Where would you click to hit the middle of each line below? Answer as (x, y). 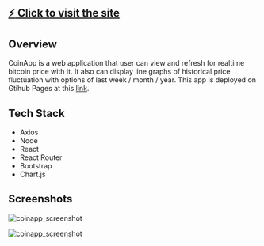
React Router (41, 157)
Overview (33, 44)
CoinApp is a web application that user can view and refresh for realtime (126, 63)
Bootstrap (36, 166)
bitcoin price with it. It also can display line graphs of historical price (119, 72)
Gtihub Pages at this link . (49, 89)
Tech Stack (36, 113)
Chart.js (33, 174)
